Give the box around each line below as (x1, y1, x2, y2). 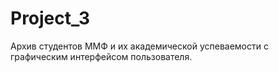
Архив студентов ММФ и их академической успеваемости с (10, 40, 269, 52)
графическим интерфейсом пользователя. (10, 50, 193, 62)
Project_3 (10, 7, 91, 30)
